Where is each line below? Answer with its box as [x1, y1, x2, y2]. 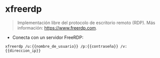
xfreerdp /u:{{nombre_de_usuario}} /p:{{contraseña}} [5, 44, 119, 49]
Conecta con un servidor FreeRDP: [12, 34, 84, 40]
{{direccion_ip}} [5, 48, 41, 53]
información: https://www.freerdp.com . [17, 25, 98, 30]
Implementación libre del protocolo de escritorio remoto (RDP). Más [17, 20, 156, 26]
